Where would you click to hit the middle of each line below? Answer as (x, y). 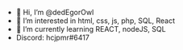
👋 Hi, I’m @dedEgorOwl (55, 12)
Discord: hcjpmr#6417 (53, 37)
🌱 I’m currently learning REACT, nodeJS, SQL (91, 29)
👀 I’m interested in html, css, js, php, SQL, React (96, 21)
